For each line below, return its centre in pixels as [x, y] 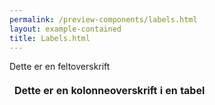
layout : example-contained [65, 29]
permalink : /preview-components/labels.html [103, 19]
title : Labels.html [50, 38]
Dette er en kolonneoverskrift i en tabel [110, 91]
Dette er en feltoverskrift [60, 67]
